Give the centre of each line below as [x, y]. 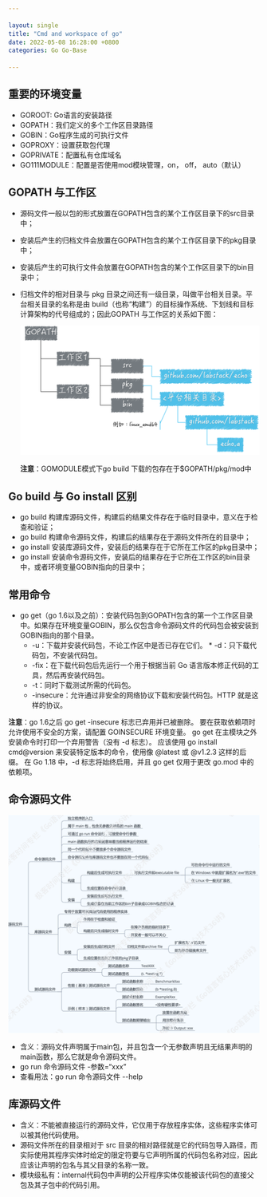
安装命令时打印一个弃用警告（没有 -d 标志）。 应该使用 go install [113, 742]
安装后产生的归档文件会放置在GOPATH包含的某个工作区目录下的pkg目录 [138, 240]
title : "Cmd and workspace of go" [66, 34]
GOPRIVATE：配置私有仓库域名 [71, 155]
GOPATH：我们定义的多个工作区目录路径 [86, 124]
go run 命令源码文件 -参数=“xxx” [73, 1066]
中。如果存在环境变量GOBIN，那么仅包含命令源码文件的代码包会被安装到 [139, 626]
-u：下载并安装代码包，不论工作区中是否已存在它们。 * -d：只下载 [141, 646]
